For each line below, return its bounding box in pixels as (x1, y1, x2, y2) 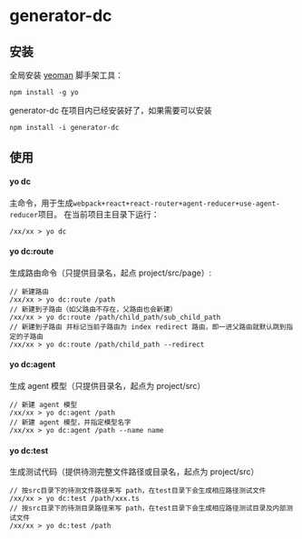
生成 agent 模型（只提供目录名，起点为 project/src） (9, 381, 206, 391)
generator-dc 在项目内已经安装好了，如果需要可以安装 (9, 105, 212, 115)
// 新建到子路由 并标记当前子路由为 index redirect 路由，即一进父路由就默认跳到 (9, 322, 287, 332)
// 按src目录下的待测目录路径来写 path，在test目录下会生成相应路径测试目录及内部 (9, 504, 287, 514)
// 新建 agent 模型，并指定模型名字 (9, 418, 132, 427)
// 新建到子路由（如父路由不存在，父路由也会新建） (9, 304, 177, 314)
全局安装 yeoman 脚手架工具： (9, 70, 124, 80)
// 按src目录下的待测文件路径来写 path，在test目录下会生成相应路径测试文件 (9, 486, 267, 495)
